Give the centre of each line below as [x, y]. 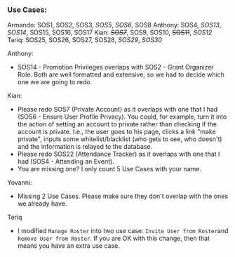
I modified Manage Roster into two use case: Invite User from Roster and [123, 231]
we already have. [42, 204]
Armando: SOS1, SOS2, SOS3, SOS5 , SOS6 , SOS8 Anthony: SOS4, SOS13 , [114, 25]
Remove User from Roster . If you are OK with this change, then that [114, 238]
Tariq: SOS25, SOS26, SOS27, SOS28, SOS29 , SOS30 [85, 40]
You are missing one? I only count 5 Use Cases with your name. [109, 169]
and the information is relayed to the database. [85, 147]
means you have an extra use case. [69, 246]
